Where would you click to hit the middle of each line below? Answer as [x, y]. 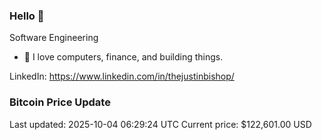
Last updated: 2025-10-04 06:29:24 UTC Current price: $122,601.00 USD [160, 124]
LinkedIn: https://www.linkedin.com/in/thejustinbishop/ [122, 76]
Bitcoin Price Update [60, 102]
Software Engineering [54, 38]
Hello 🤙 [27, 16]
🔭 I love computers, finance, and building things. [123, 57]
